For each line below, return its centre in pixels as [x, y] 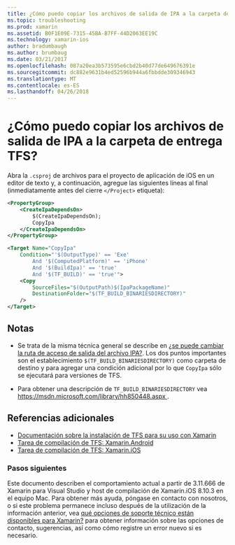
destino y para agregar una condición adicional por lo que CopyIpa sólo [119, 367]
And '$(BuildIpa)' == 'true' [75, 268]
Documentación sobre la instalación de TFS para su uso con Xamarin [117, 435]
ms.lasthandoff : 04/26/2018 [48, 92]
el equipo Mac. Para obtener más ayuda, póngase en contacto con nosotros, [117, 498]
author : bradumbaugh [37, 46]
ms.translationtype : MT [42, 79]
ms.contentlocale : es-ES [43, 85]
